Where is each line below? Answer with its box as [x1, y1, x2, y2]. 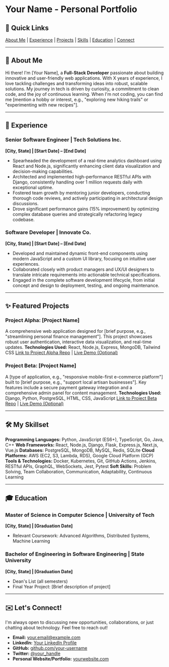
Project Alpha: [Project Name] [5, 317, 79, 324]
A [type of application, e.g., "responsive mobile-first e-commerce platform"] [5, 374, 163, 380]
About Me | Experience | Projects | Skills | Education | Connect [5, 37, 135, 43]
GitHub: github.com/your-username [12, 645, 88, 651]
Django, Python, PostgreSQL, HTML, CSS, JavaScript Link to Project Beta [5, 395, 157, 401]
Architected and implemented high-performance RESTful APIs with [12, 173, 152, 179]
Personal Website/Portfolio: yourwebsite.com [12, 656, 109, 662]
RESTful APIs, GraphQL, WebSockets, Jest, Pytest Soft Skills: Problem [5, 463, 152, 469]
